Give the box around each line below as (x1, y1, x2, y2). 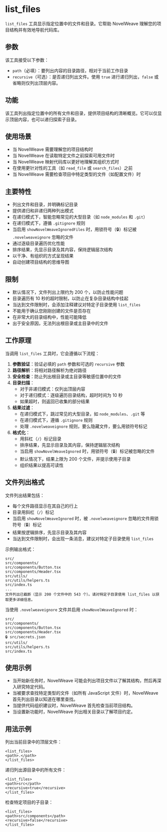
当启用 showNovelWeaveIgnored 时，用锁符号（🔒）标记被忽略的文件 (19, 448, 155, 454)
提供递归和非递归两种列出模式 (12, 208, 74, 214)
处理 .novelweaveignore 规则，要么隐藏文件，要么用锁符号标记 (19, 423, 148, 429)
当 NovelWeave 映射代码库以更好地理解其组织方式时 (12, 159, 119, 165)
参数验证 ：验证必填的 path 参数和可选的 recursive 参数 (12, 361, 125, 367)
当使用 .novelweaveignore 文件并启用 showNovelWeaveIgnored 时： (5, 606, 138, 612)
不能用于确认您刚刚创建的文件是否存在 (12, 308, 91, 314)
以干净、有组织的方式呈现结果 (12, 253, 74, 259)
